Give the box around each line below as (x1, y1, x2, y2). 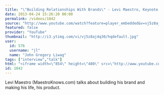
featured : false (5, 25, 38, 30)
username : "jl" (9, 48, 41, 53)
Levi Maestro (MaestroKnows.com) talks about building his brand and (5, 79, 145, 85)
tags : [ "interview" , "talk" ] (5, 57, 62, 62)
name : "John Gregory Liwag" (9, 52, 67, 57)
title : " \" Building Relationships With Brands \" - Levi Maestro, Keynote (5, 7, 159, 12)
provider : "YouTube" (5, 30, 47, 35)
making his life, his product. (5, 85, 61, 90)
